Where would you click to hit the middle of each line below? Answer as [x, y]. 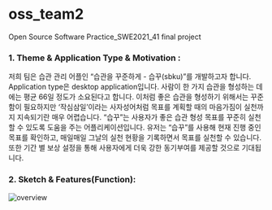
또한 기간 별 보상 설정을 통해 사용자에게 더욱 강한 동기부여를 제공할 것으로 [124, 148]
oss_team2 [46, 14]
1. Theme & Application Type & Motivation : [95, 58]
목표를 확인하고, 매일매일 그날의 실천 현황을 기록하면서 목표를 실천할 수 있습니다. [135, 138]
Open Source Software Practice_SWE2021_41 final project [105, 37]
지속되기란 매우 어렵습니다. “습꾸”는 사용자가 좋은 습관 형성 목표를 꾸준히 [131, 117]
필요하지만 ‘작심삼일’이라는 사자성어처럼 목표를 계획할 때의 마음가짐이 [132, 107]
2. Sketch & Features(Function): [72, 180]
